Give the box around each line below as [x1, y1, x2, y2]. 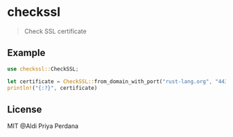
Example [7, 47, 46, 59]
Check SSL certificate [24, 27, 87, 35]
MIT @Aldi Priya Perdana [7, 122, 78, 130]
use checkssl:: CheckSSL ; [7, 65, 79, 73]
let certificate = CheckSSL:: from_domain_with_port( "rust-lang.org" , [7, 77, 213, 85]
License [7, 103, 42, 115]
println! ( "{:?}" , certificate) [7, 84, 98, 91]
